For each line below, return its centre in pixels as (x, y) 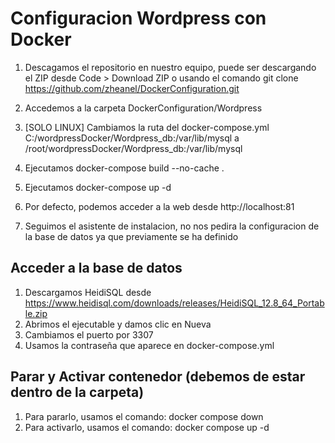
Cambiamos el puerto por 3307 (89, 334)
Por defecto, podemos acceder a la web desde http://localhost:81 (159, 206)
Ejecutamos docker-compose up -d (98, 187)
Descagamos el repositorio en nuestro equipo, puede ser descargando (170, 67)
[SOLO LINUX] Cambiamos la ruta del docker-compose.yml (147, 127)
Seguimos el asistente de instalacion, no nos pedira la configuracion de (172, 226)
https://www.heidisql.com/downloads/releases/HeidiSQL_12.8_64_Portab (174, 303)
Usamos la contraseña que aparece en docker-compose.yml (149, 345)
